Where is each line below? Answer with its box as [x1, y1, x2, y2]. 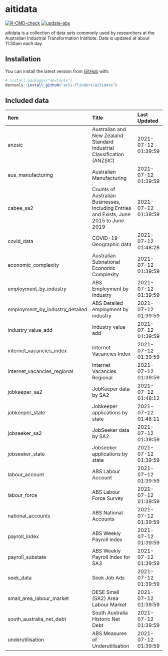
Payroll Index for [92, 554, 131, 561]
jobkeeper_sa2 [7, 389, 42, 396]
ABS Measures [92, 630, 127, 637]
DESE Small [92, 589, 119, 596]
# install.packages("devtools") [5, 78, 72, 83]
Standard [92, 139, 114, 146]
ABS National [92, 509, 123, 516]
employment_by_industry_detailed [7, 306, 87, 313]
